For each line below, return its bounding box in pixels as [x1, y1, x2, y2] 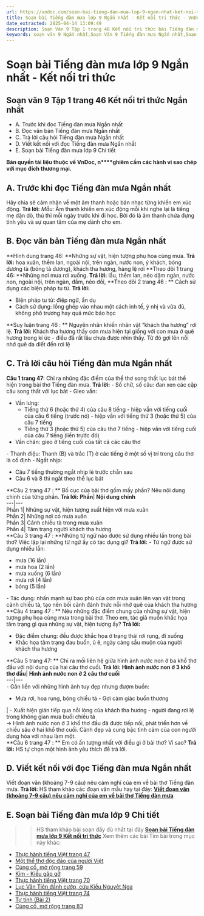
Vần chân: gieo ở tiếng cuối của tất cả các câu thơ [15, 438, 141, 445]
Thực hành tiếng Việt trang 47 [15, 851, 90, 858]
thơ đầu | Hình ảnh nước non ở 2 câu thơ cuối [6, 670, 120, 677]
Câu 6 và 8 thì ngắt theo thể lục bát [15, 474, 104, 482]
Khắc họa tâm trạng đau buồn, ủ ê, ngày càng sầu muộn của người [15, 639, 182, 646]
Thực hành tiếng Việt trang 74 [15, 890, 90, 897]
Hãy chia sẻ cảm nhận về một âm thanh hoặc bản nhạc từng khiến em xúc [6, 199, 192, 206]
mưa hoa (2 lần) [15, 563, 55, 570]
